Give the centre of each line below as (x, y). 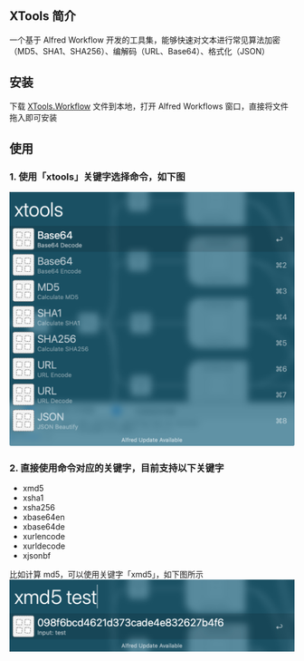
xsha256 (39, 507)
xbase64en (43, 517)
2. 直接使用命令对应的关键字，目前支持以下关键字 (117, 468)
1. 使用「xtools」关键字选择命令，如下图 (97, 177)
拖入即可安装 (33, 117)
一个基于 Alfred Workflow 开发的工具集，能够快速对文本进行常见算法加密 (145, 40)
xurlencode (44, 536)
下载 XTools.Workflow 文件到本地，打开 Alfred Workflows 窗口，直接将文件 (149, 106)
